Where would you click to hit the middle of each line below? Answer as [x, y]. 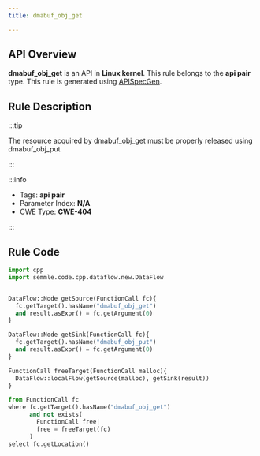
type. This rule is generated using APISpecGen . [85, 82]
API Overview [43, 55]
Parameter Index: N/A [55, 204]
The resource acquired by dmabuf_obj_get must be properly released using [130, 141]
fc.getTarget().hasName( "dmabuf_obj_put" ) [86, 342]
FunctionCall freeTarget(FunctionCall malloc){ [88, 371]
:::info [17, 180]
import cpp [26, 270]
